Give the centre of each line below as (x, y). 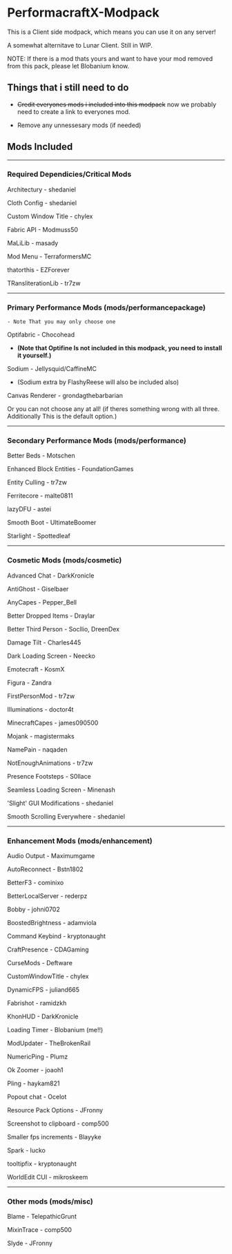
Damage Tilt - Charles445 (44, 642)
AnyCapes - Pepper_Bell (42, 602)
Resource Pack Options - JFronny (55, 1110)
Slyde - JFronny (30, 1243)
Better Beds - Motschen (41, 456)
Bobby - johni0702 (33, 909)
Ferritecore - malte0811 (40, 496)
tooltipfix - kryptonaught (42, 1164)
